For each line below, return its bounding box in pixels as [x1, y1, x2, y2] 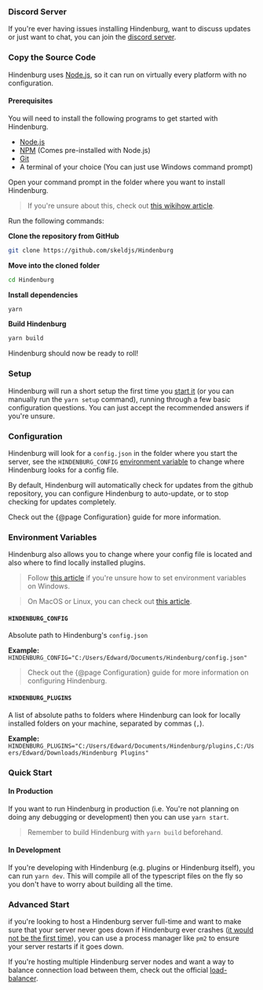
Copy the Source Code [8, 52, 97, 63]
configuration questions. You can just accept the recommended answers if [8, 402, 250, 412]
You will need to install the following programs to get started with [8, 113, 218, 123]
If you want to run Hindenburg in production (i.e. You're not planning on [8, 803, 239, 813]
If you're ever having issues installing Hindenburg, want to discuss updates [8, 24, 251, 34]
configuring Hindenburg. [27, 676, 108, 686]
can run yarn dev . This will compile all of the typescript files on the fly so [8, 871, 243, 880]
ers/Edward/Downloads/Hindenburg [8, 748, 118, 757]
